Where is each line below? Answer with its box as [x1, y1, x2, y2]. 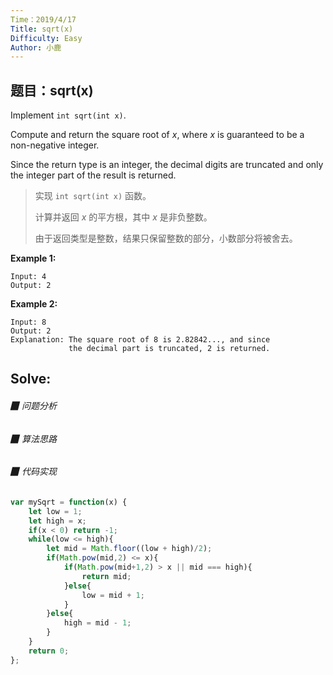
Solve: [10, 371, 52, 388]
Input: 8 [10, 317, 47, 328]
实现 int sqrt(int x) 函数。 [34, 190, 152, 202]
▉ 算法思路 [10, 432, 57, 445]
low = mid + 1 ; [81, 590, 145, 600]
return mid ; [81, 571, 132, 581]
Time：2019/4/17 [10, 14, 77, 25]
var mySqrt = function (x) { [10, 497, 128, 507]
